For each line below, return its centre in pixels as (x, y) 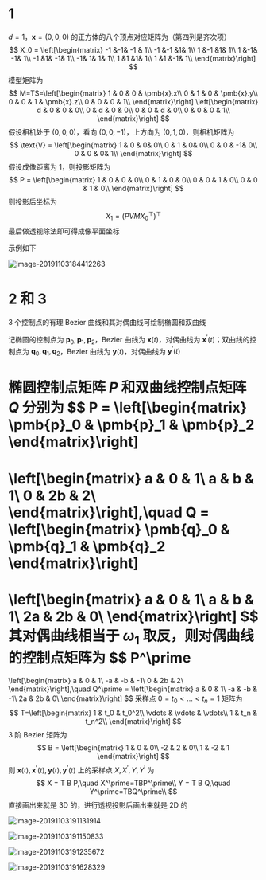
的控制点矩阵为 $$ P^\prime (100, 658)
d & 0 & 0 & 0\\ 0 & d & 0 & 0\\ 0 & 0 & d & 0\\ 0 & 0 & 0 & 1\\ (133, 110)
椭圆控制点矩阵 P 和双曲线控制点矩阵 (127, 388)
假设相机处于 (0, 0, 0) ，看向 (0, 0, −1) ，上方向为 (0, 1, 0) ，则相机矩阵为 (121, 131)
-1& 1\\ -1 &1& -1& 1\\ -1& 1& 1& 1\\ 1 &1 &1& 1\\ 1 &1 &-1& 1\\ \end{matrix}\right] (133, 58)
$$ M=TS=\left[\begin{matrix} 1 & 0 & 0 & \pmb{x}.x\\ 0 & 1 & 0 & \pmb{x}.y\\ (133, 93)
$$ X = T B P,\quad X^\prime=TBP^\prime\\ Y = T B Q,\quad (133, 783)
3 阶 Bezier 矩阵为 (38, 734)
